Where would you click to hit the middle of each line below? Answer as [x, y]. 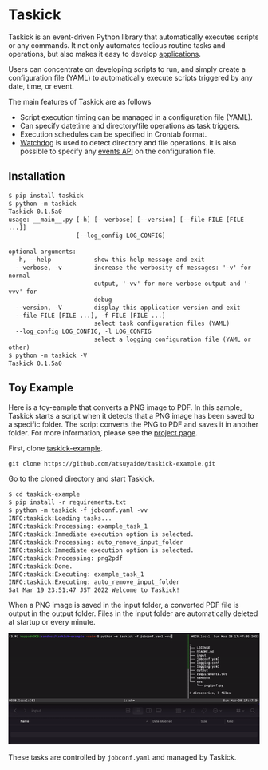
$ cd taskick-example [44, 494]
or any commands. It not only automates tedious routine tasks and [117, 45]
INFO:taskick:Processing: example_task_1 [78, 526]
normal [19, 276]
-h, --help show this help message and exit [110, 260]
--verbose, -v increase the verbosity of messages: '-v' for [133, 268]
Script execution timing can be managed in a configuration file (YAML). [136, 117]
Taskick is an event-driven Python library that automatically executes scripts [134, 37]
